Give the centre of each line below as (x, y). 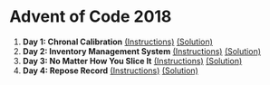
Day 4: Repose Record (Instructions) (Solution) (111, 71)
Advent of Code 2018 (91, 17)
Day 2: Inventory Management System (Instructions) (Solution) (141, 51)
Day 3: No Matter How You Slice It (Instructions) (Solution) (132, 61)
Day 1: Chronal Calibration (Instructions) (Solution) (117, 42)
